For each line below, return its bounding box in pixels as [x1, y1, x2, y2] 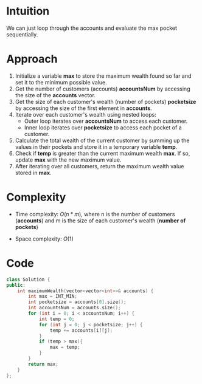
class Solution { [6, 276, 50, 283]
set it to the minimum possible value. [15, 78, 108, 86]
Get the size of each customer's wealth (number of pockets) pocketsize [15, 98, 197, 105]
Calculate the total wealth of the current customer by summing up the [15, 137, 190, 144]
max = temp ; [49, 345, 80, 351]
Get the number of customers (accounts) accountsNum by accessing [15, 85, 190, 92]
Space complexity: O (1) [15, 235, 74, 242]
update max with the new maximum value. [15, 156, 122, 163]
